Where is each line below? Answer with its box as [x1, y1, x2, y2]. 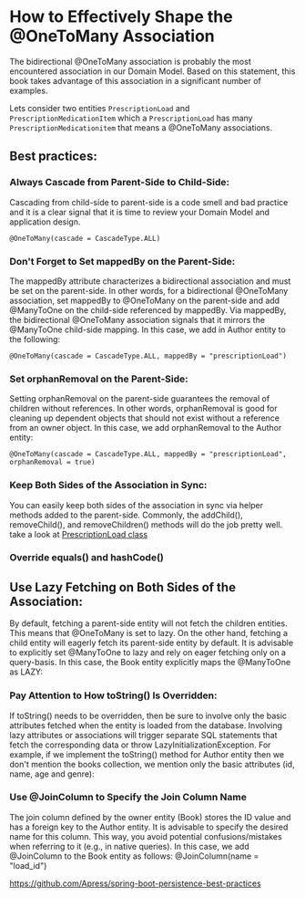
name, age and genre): [9, 768, 95, 779]
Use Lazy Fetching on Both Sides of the [9, 580, 237, 595]
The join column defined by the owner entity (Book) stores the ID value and [9, 811, 291, 822]
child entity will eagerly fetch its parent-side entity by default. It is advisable [9, 637, 294, 649]
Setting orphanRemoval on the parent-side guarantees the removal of [9, 393, 270, 404]
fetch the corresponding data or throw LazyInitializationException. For [9, 739, 271, 750]
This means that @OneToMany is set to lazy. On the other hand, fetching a [9, 628, 289, 639]
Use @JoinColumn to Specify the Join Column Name [9, 791, 248, 804]
